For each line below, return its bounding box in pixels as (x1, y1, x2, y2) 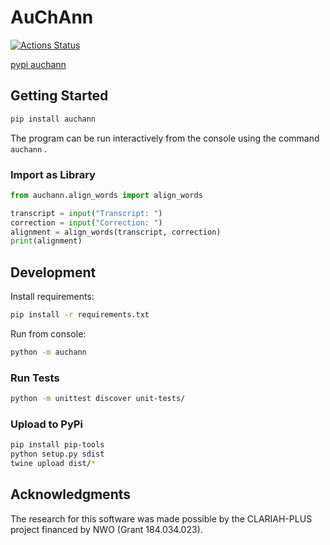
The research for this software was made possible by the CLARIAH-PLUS (10, 512, 313, 525)
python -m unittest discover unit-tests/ (10, 394, 186, 404)
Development (10, 264, 97, 281)
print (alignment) (10, 236, 83, 246)
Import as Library (10, 167, 96, 181)
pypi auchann (10, 58, 67, 70)
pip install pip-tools (10, 440, 105, 450)
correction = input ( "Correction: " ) (10, 217, 163, 228)
